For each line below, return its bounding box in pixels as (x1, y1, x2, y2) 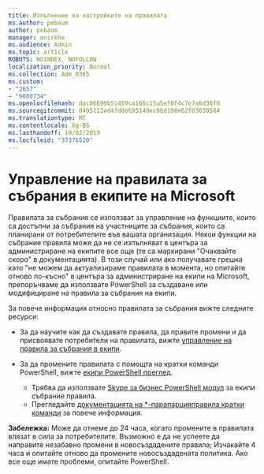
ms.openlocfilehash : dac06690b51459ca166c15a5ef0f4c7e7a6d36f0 (8, 99, 221, 107)
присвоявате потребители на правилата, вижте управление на (19, 336, 232, 345)
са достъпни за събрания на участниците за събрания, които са (8, 222, 225, 231)
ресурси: (8, 312, 39, 322)
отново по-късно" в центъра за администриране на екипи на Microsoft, (8, 271, 250, 281)
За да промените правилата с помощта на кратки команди (19, 360, 219, 369)
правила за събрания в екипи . (19, 344, 122, 353)
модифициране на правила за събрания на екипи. (8, 289, 177, 298)
